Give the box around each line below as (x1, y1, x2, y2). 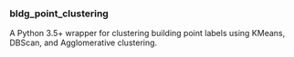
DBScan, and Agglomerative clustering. (9, 37, 158, 48)
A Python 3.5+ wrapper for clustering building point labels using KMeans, (9, 28, 286, 39)
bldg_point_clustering (9, 7, 110, 20)
